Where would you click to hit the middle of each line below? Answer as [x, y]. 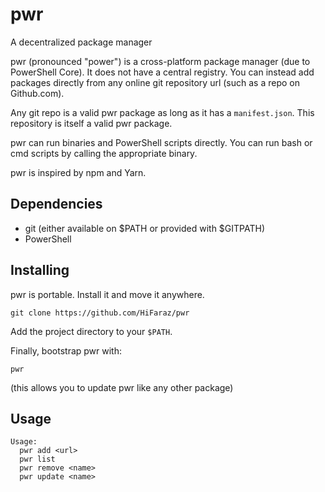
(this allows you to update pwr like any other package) [122, 387]
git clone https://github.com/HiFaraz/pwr [100, 313]
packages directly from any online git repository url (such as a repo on [155, 82]
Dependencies [56, 204]
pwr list [37, 459]
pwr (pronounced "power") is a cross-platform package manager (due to [160, 61]
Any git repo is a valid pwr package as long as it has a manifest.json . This [162, 112]
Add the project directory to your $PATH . [91, 331]
